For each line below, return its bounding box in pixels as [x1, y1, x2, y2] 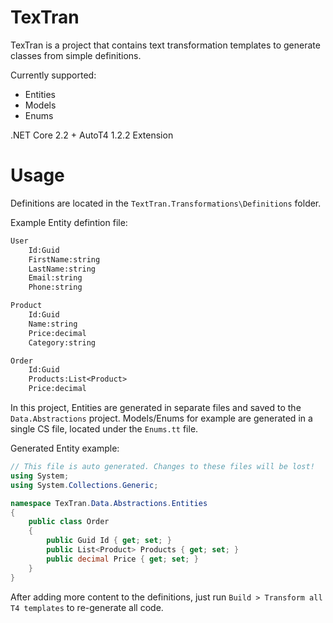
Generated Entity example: [10, 442, 120, 454]
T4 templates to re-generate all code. [10, 601, 164, 613]
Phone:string [28, 282, 83, 293]
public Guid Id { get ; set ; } [46, 536, 172, 546]
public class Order [28, 517, 110, 527]
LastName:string [28, 264, 97, 274]
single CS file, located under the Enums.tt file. [10, 423, 199, 435]
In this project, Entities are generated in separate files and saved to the [10, 402, 302, 413]
